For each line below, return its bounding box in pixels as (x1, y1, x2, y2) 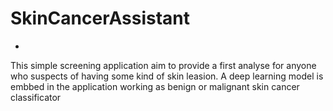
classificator (10, 91, 62, 103)
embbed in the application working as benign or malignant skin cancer (10, 80, 300, 92)
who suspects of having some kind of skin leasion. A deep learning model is (10, 70, 324, 82)
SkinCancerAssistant (10, 7, 190, 30)
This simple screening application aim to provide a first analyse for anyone (10, 59, 317, 71)
